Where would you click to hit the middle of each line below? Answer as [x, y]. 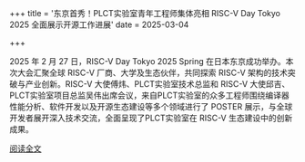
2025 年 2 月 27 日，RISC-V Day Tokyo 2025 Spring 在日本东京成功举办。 [148, 61]
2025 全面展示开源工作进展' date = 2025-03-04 [99, 24]
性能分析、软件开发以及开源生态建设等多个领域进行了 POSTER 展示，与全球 [151, 106]
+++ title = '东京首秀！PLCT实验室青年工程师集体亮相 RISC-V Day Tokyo [145, 13]
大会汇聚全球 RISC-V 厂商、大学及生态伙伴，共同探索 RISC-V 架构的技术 [152, 72]
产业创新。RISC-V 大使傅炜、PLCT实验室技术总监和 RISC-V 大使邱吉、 [158, 84]
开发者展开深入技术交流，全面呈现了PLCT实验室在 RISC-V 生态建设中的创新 [151, 118]
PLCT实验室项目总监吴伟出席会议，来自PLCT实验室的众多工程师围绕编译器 [149, 95]
